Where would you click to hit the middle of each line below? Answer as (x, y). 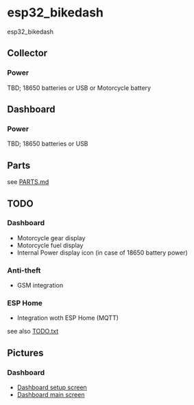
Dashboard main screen (51, 395)
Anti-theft (24, 270)
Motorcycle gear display (51, 238)
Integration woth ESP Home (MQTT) (68, 318)
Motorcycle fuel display (50, 245)
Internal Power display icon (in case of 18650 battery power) (102, 253)
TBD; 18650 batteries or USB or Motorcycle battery (79, 88)
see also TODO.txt (33, 332)
